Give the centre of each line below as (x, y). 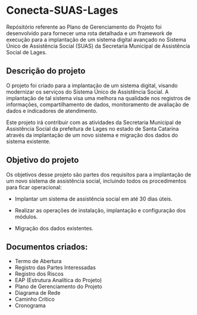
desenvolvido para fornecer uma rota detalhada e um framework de (89, 33)
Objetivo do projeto (43, 160)
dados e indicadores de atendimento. (52, 110)
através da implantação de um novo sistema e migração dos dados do (92, 135)
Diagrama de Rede (37, 293)
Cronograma (30, 305)
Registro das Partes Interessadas (55, 268)
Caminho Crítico (35, 299)
